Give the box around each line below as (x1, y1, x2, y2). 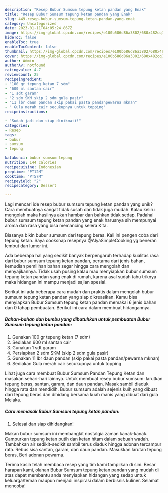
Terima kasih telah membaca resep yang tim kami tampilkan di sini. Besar (5, 462, 156, 468)
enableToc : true (5, 40, 39, 45)
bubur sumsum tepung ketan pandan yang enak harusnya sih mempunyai (5, 217, 156, 223)
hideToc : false (5, 35, 37, 40)
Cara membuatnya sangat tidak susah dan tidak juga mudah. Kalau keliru (5, 207, 155, 213)
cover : (5, 53, 19, 59)
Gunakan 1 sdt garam (12, 345, 56, 351)
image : (5, 30, 19, 35)
